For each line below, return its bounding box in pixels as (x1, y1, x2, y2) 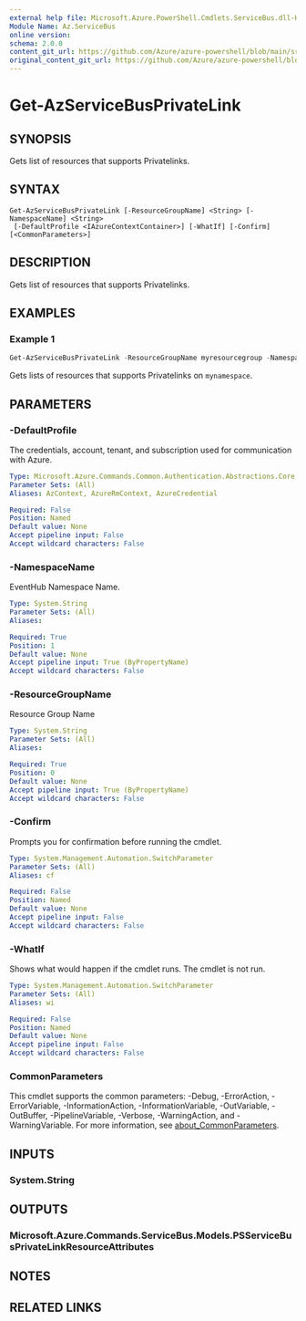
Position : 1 (9, 640, 55, 650)
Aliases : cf (9, 870, 55, 880)
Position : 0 (9, 768, 55, 777)
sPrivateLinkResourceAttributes (9, 1240, 155, 1253)
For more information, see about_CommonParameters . (76, 1119, 280, 1131)
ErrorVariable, (9, 1100, 62, 1111)
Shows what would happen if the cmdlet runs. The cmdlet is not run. (9, 963, 266, 974)
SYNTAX (9, 182, 61, 197)
